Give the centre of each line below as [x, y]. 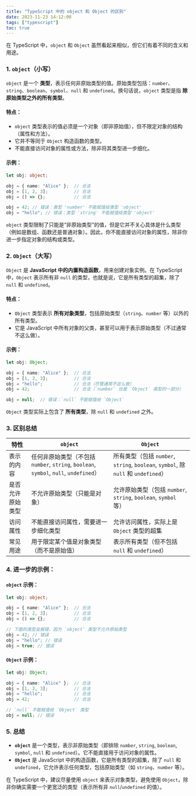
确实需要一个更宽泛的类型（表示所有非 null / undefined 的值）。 [90, 787]
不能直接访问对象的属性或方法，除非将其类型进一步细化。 [83, 148]
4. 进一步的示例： [31, 569]
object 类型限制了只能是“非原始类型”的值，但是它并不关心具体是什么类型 [94, 225]
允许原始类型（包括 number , [150, 490]
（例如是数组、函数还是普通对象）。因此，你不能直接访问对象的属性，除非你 [97, 232]
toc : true [18, 28]
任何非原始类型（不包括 [64, 457]
